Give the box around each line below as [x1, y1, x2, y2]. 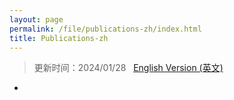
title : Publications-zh [9, 33, 109, 43]
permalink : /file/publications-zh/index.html [9, 24, 202, 34]
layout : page [9, 14, 64, 25]
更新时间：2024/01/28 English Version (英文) [33, 62, 224, 74]
